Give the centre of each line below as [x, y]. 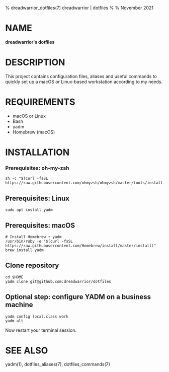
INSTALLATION [37, 152]
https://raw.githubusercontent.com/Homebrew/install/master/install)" [81, 246]
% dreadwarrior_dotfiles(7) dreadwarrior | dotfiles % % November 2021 [79, 8]
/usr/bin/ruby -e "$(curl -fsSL [39, 241]
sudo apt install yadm [29, 210]
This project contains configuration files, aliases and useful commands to [81, 76]
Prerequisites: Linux [37, 198]
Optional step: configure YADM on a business [78, 297]
